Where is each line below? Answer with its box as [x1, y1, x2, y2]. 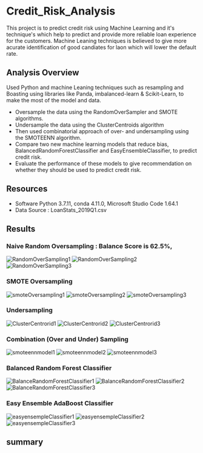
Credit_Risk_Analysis [6, 4, 116, 18]
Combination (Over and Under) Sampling [6, 335, 129, 343]
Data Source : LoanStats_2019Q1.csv [15, 206, 107, 213]
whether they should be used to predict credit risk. [15, 166, 142, 173]
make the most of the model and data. [6, 96, 101, 104]
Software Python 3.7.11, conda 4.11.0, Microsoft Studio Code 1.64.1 [15, 200, 179, 207]
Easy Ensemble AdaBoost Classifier [6, 399, 114, 408]
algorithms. [15, 114, 44, 122]
